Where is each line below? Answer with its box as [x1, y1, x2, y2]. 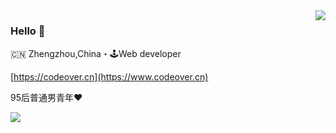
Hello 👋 [10, 24, 46, 38]
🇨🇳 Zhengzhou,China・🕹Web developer [10, 48, 182, 60]
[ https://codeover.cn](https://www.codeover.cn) [10, 71, 209, 83]
